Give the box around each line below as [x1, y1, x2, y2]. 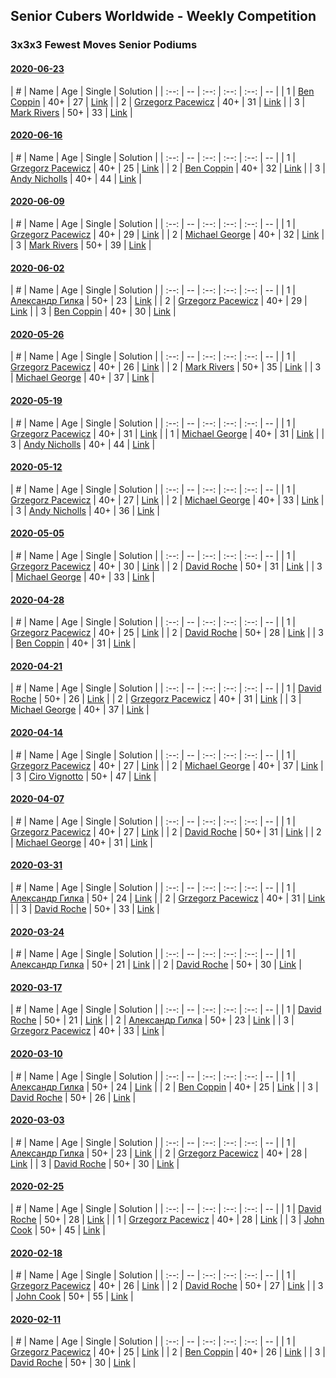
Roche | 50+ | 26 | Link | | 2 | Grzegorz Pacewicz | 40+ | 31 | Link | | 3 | [10, 693, 302, 705]
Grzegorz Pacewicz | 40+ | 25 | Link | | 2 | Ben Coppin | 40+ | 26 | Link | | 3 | [10, 1346, 327, 1358]
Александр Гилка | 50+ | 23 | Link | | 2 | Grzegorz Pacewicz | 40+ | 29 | [10, 295, 308, 307]
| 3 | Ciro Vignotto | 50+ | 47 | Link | [10, 770, 157, 782]
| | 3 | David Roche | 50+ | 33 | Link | [10, 902, 160, 914]
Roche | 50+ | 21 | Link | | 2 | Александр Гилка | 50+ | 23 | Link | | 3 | [10, 1014, 295, 1026]
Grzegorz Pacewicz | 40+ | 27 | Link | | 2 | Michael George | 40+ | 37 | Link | [10, 759, 324, 771]
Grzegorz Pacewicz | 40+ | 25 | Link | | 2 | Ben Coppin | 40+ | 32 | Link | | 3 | [10, 162, 326, 174]
